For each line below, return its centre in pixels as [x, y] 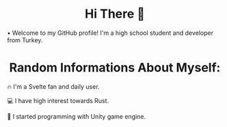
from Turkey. [25, 40]
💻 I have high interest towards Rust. [58, 100]
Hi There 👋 [115, 14]
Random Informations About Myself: [115, 68]
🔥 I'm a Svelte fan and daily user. [54, 86]
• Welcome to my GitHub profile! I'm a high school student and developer [110, 33]
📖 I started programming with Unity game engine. [76, 116]
